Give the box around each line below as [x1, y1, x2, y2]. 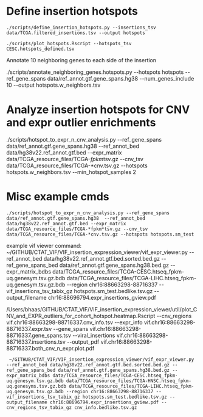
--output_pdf [66, 338, 100, 346]
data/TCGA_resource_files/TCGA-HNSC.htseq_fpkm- [66, 377, 191, 384]
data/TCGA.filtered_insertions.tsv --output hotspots [6, 29, 146, 36]
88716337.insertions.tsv [6, 338, 66, 346]
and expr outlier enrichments [6, 116, 156, 129]
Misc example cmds [6, 190, 109, 204]
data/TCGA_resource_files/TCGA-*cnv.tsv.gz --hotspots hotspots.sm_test [6, 231, 194, 238]
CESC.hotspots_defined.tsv [6, 46, 75, 52]
